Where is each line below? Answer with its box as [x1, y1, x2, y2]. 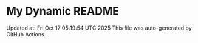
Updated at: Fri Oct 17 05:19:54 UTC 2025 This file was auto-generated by [6, 24, 193, 31]
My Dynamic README [6, 4, 120, 18]
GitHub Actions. [6, 30, 46, 38]
